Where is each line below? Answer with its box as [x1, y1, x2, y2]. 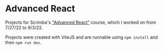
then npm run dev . [5, 39, 42, 45]
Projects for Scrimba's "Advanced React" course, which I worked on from [5, 19, 156, 25]
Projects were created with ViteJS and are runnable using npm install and [5, 34, 158, 40]
